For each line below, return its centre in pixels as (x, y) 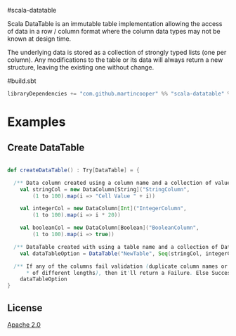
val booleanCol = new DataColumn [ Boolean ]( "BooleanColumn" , (110, 228)
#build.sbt (22, 81)
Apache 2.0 (24, 324)
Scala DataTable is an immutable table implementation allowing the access (115, 24)
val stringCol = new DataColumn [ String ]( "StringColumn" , (105, 189)
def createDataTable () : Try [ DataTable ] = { (73, 170)
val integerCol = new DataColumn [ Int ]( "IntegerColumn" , (104, 209)
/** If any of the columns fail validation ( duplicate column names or (121, 266)
